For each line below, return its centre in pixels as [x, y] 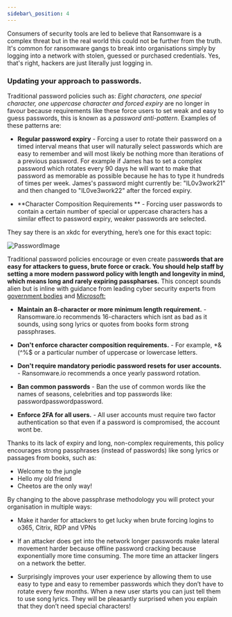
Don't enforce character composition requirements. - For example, [115, 345]
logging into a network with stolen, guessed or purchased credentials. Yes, [114, 56]
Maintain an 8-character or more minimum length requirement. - [112, 309]
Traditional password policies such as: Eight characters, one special [105, 96]
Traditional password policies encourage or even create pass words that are [115, 259]
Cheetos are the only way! [54, 486]
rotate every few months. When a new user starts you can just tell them [119, 591]
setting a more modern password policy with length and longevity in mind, [116, 273]
